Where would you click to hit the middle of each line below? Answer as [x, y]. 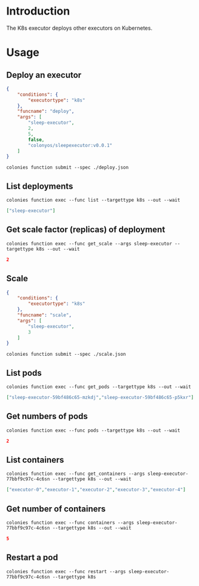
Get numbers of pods [47, 416]
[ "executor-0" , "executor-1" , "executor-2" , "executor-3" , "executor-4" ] [96, 490]
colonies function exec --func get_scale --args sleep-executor [89, 244]
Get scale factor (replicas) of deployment [86, 230]
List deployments [40, 186]
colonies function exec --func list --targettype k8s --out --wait [93, 200]
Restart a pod [32, 558]
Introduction [38, 11]
